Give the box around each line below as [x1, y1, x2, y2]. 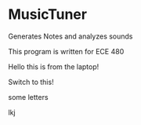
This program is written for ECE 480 [8, 46, 125, 56]
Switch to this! [8, 77, 54, 86]
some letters [8, 92, 49, 101]
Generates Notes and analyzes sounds [8, 31, 133, 41]
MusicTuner [8, 6, 88, 24]
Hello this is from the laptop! [8, 61, 99, 72]
